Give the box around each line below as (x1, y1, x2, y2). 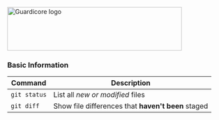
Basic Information (7, 60, 69, 70)
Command (10, 78, 47, 88)
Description (110, 78, 151, 88)
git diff (10, 102, 40, 110)
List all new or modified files (53, 90, 145, 100)
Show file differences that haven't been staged (53, 101, 209, 111)
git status (10, 91, 47, 99)
